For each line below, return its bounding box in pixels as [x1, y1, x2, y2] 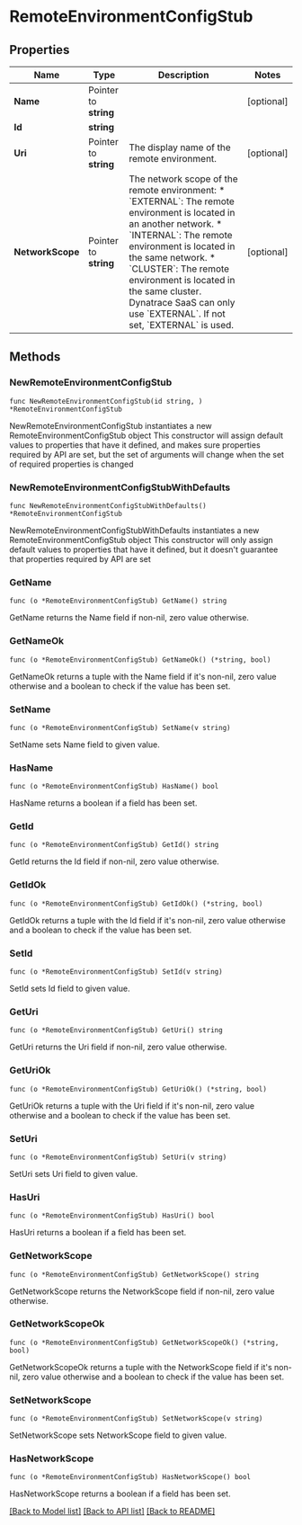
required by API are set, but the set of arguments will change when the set [9, 449, 285, 459]
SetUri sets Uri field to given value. [9, 1168, 138, 1179]
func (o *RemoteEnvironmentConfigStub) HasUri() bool [9, 1211, 216, 1220]
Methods [9, 349, 61, 365]
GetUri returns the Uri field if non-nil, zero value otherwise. [9, 1041, 227, 1053]
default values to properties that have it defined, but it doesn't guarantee [9, 544, 279, 555]
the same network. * [129, 252, 216, 263]
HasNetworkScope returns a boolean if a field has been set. [9, 1488, 231, 1499]
